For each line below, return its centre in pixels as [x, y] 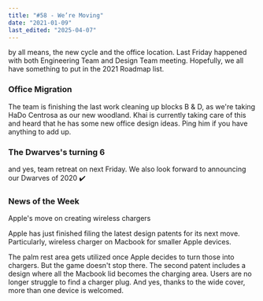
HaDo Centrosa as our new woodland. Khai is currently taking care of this [127, 115]
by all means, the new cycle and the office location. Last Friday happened [128, 53]
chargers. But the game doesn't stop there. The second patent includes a [127, 266]
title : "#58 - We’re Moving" [56, 15]
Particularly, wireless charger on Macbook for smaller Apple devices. [120, 242]
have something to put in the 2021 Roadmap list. [86, 69]
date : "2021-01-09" [40, 23]
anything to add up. [40, 131]
